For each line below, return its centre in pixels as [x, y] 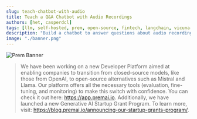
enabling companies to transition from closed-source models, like [100, 73]
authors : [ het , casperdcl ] [39, 22]
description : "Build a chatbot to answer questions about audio [86, 33]
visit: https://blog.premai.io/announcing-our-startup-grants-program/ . [105, 110]
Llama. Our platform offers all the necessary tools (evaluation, [95, 85]
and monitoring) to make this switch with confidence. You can [113, 91]
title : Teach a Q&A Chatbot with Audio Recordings [69, 17]
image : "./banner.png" [34, 38]
